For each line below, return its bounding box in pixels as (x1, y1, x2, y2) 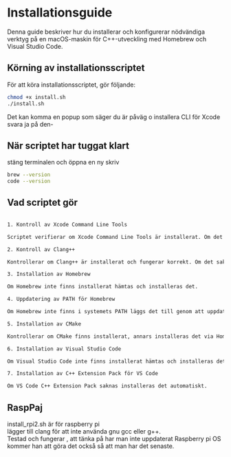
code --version (7, 178, 51, 185)
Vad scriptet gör (7, 197, 78, 209)
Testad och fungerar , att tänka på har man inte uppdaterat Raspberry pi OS (7, 434, 221, 443)
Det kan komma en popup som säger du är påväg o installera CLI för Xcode (7, 112, 221, 121)
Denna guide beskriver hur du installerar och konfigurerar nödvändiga (7, 28, 205, 36)
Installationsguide (7, 5, 113, 21)
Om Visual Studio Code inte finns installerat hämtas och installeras (7, 358, 214, 365)
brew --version (7, 171, 51, 178)
